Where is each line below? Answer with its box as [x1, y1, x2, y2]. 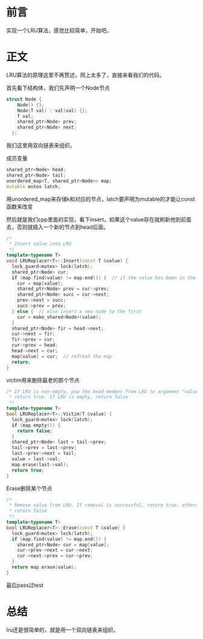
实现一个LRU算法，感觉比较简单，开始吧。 [6, 27, 112, 34]
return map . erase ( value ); [11, 564, 77, 570]
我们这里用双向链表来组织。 [6, 142, 76, 149]
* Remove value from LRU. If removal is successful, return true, [8, 502, 180, 508]
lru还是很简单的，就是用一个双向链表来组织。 [6, 626, 119, 633]
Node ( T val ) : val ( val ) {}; [17, 107, 88, 114]
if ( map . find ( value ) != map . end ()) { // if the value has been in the [11, 275, 196, 281]
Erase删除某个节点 [6, 485, 53, 492]
